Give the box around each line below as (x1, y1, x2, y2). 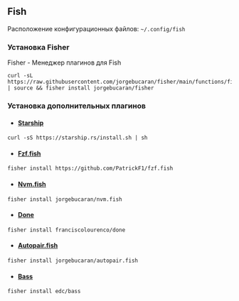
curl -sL (7, 72, 33, 80)
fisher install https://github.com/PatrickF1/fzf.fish (7, 165, 174, 173)
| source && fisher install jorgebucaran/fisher (7, 84, 154, 92)
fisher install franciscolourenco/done (7, 226, 126, 234)
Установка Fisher (7, 42, 70, 52)
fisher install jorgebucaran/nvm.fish (7, 195, 122, 203)
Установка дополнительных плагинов (7, 101, 146, 111)
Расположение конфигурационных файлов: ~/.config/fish (7, 24, 186, 33)
